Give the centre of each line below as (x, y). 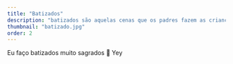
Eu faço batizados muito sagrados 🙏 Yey (65, 53)
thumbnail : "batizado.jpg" (46, 26)
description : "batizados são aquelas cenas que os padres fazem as (107, 20)
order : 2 (20, 33)
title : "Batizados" (35, 14)
